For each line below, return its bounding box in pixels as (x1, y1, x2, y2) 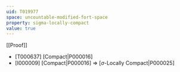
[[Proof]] (6, 42, 28, 49)
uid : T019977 (6, 8, 39, 15)
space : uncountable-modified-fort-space (6, 14, 108, 20)
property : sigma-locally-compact (6, 20, 89, 26)
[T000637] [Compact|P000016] (14, 53, 93, 60)
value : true (6, 25, 36, 32)
